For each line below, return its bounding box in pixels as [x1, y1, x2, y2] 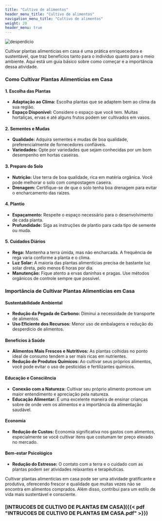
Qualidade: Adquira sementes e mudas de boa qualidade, [12, 136, 128, 142]
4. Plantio [5, 201, 25, 207]
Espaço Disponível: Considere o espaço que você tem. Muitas [12, 109, 138, 115]
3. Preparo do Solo [5, 163, 43, 169]
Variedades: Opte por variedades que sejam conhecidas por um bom [12, 147, 152, 153]
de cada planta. [12, 217, 44, 223]
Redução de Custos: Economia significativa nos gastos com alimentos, [12, 429, 155, 434]
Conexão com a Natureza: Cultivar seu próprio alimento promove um [12, 386, 151, 391]
